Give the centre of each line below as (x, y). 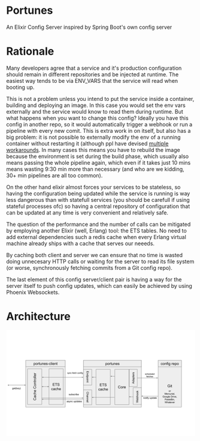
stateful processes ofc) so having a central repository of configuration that (98, 206)
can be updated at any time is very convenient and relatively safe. (87, 212)
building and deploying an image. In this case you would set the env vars (96, 105)
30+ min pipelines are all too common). (54, 175)
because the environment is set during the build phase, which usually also (98, 156)
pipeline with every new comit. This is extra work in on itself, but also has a (99, 130)
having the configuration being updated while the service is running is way (98, 193)
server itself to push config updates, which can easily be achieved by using (99, 285)
